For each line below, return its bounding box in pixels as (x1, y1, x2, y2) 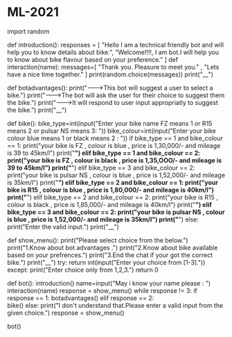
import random (7, 27, 50, 35)
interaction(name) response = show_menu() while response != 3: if (7, 286, 197, 295)
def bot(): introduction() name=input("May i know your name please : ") (7, 279, 211, 287)
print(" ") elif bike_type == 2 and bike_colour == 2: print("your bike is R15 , (7, 192, 218, 202)
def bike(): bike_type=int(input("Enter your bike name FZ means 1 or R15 (7, 119, 213, 127)
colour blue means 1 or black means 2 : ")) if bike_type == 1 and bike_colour (7, 133, 223, 142)
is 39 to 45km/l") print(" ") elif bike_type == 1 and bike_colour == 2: (7, 149, 201, 157)
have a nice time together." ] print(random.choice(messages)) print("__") (7, 70, 213, 79)
